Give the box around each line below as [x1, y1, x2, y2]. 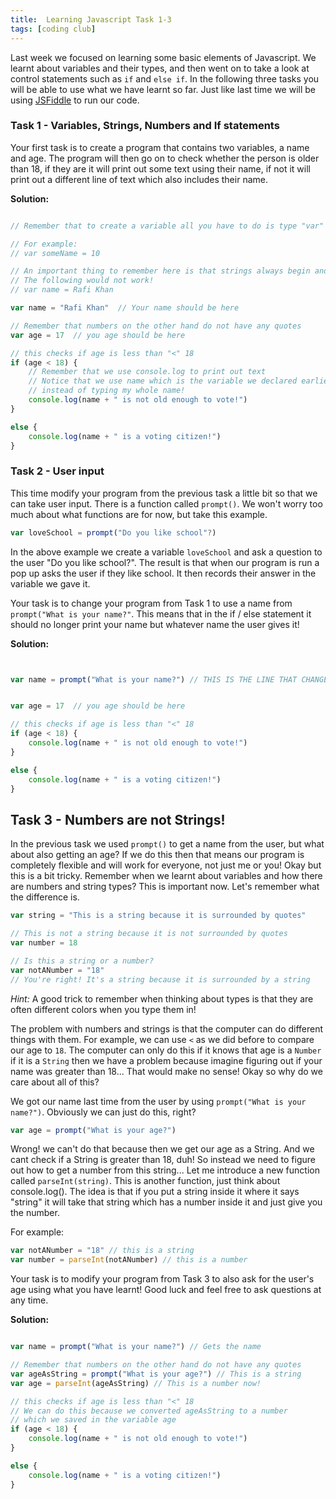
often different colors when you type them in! [10, 1003, 197, 1015]
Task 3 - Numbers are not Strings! [10, 811, 226, 828]
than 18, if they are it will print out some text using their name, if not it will [10, 162, 311, 175]
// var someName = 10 [10, 248, 101, 258]
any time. [10, 1294, 49, 1306]
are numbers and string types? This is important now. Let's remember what [10, 881, 320, 893]
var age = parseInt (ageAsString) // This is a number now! [10, 1378, 262, 1388]
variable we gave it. [10, 577, 91, 590]
